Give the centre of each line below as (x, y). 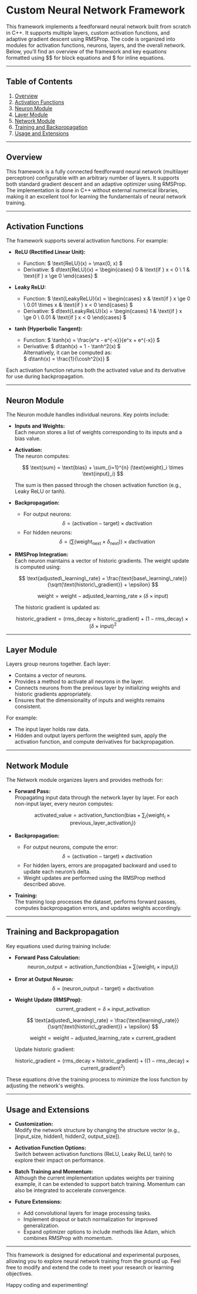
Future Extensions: (38, 1201)
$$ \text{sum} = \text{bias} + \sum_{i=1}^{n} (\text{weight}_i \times (103, 468)
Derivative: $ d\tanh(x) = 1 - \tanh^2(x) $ (72, 347)
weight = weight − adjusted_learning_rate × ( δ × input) (103, 596)
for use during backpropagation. (45, 377)
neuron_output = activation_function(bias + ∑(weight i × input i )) (103, 967)
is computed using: (38, 567)
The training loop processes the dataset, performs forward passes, (96, 902)
